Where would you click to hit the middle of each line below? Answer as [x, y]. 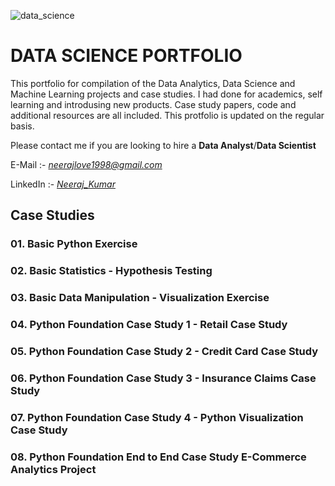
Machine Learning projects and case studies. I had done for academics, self [166, 94]
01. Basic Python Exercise [74, 244]
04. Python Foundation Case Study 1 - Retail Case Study [149, 325]
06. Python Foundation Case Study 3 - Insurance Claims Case [163, 378]
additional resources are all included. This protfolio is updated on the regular [167, 115]
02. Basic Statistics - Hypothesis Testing [111, 271]
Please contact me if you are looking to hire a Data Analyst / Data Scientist [163, 145]
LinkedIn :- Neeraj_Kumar [63, 184]
